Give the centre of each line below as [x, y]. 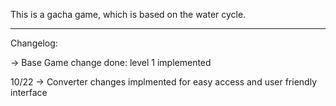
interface [29, 92]
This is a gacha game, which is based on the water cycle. [128, 14]
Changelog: [34, 43]
